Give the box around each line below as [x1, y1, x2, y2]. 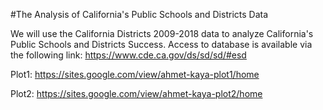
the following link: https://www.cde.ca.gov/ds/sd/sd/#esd [10, 49, 247, 61]
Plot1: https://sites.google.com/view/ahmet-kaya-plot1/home [10, 69, 260, 80]
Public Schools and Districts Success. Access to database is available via [10, 39, 313, 50]
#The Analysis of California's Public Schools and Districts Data [10, 9, 269, 20]
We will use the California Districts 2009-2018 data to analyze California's [10, 28, 314, 39]
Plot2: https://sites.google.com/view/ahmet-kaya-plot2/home [10, 88, 263, 99]
